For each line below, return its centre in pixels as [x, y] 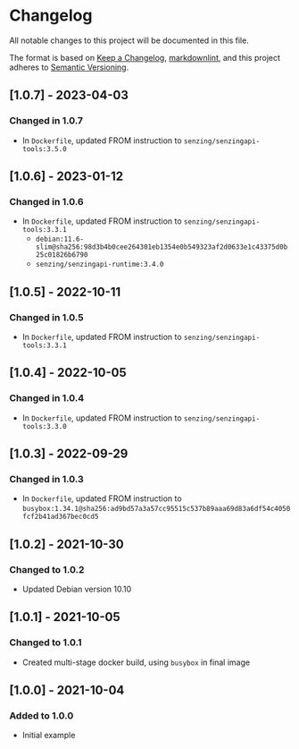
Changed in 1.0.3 [46, 479]
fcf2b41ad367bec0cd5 [60, 517]
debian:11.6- [60, 239]
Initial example [49, 736]
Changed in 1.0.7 [46, 121]
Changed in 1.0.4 [47, 398]
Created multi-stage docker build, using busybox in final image [136, 662]
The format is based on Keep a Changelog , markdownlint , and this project [145, 57]
